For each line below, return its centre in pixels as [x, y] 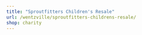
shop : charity [24, 23]
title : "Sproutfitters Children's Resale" [60, 12]
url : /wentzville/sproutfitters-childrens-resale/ [71, 17]
